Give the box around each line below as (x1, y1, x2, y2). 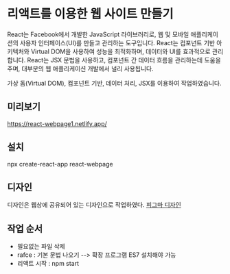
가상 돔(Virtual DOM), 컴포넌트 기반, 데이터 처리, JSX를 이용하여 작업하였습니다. (7, 79, 222, 87)
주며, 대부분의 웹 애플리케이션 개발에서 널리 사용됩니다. (7, 64, 154, 73)
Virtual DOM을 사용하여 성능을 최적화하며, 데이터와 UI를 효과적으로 (30, 47, 211, 55)
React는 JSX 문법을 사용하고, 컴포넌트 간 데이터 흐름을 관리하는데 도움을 (27, 55, 221, 64)
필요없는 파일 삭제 (16, 242, 65, 251)
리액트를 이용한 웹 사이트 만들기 (7, 6, 174, 22)
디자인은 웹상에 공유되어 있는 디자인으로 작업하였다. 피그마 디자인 (7, 201, 182, 209)
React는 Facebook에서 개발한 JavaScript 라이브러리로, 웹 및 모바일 (7, 30, 189, 38)
